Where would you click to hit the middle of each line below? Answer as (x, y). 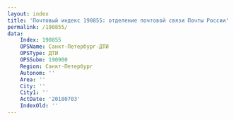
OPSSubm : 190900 (44, 60)
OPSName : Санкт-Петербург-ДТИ (65, 47)
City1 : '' (35, 92)
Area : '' (33, 79)
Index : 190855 (41, 40)
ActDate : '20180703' (50, 100)
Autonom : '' (37, 73)
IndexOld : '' (39, 106)
